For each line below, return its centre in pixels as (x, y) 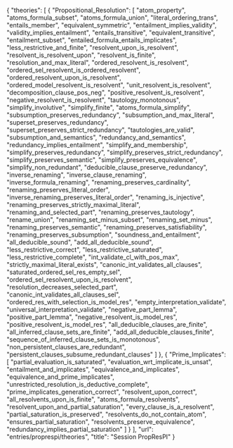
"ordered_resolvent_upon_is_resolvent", (64, 77)
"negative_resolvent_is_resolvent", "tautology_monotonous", (93, 100)
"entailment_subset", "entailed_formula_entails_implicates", (92, 40)
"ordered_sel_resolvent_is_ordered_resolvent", (74, 70)
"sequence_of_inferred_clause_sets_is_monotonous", (84, 340)
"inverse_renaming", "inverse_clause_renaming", (76, 175)
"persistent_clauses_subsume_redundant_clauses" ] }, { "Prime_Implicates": (116, 354)
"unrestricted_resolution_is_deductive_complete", (78, 384)
